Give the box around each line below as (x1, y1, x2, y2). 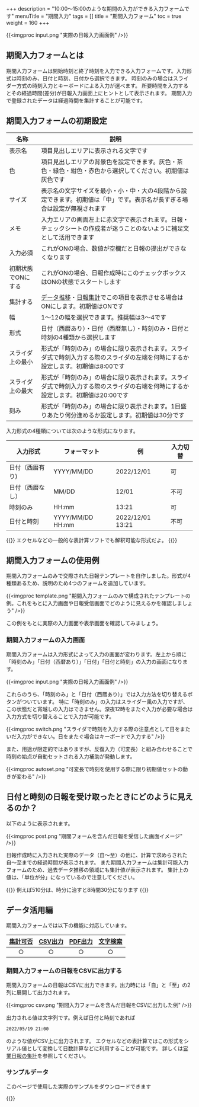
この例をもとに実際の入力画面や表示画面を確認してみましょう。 (6, 620, 162, 627)
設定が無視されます (53, 204, 107, 212)
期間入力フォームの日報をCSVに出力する (6, 967, 123, 975)
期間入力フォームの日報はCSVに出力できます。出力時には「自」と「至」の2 (6, 981, 191, 988)
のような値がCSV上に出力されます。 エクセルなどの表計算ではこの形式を (6, 1037, 184, 1044)
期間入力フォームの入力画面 (6, 636, 85, 644)
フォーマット (63, 447, 99, 455)
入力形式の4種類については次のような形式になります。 (6, 427, 139, 434)
